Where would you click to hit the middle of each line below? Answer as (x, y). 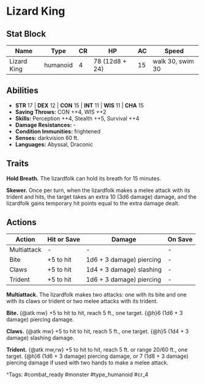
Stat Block (26, 34)
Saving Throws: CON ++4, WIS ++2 (61, 112)
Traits (18, 164)
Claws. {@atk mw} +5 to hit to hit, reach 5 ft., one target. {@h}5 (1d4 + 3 (98, 331)
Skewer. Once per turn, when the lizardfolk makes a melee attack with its (98, 190)
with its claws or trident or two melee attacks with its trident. (82, 301)
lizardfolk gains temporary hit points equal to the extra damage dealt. (93, 203)
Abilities (22, 91)
